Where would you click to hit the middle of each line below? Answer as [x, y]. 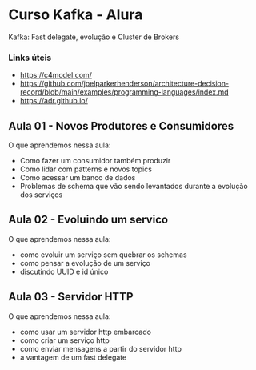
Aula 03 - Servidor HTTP [71, 297]
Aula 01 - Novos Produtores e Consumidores [121, 126]
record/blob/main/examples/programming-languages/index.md [124, 92]
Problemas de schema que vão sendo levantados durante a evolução [134, 187]
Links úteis [30, 58]
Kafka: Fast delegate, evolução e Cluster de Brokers [94, 37]
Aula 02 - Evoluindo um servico [88, 220]
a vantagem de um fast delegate [73, 357]
